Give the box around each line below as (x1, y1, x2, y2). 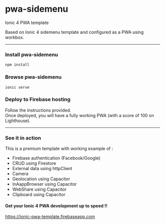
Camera (12, 171, 28, 177)
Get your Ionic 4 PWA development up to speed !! (5, 202, 108, 209)
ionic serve (5, 85, 29, 90)
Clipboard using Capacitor (12, 192, 65, 198)
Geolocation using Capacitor (12, 176, 70, 182)
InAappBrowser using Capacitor (12, 181, 77, 187)
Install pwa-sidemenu (5, 51, 58, 58)
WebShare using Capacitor (12, 186, 67, 192)
